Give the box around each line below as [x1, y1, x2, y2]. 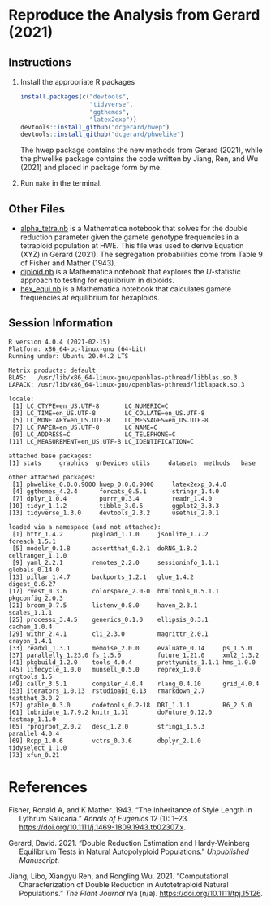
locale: [8, 395, 35, 403]
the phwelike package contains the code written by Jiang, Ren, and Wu [19, 154, 258, 164]
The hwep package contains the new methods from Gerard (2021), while [19, 145, 264, 155]
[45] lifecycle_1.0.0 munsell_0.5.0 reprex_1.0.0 [8, 665, 201, 673]
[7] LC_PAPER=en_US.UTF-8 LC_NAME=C [11, 423, 158, 431]
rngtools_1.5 [8, 672, 53, 681]
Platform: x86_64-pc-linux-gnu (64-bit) [8, 344, 148, 353]
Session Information [8, 316, 114, 330]
